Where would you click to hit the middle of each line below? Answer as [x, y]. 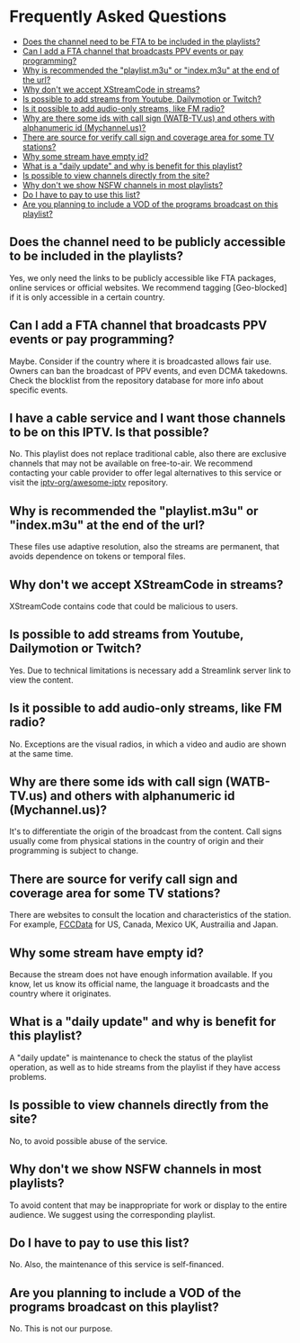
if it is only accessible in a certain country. [87, 297]
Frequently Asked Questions [118, 17]
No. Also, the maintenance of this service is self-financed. [117, 1265]
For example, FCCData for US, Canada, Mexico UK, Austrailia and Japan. [144, 924]
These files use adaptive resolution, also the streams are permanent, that [145, 547]
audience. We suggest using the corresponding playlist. [112, 1214]
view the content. [41, 680]
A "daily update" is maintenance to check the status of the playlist [131, 1057]
